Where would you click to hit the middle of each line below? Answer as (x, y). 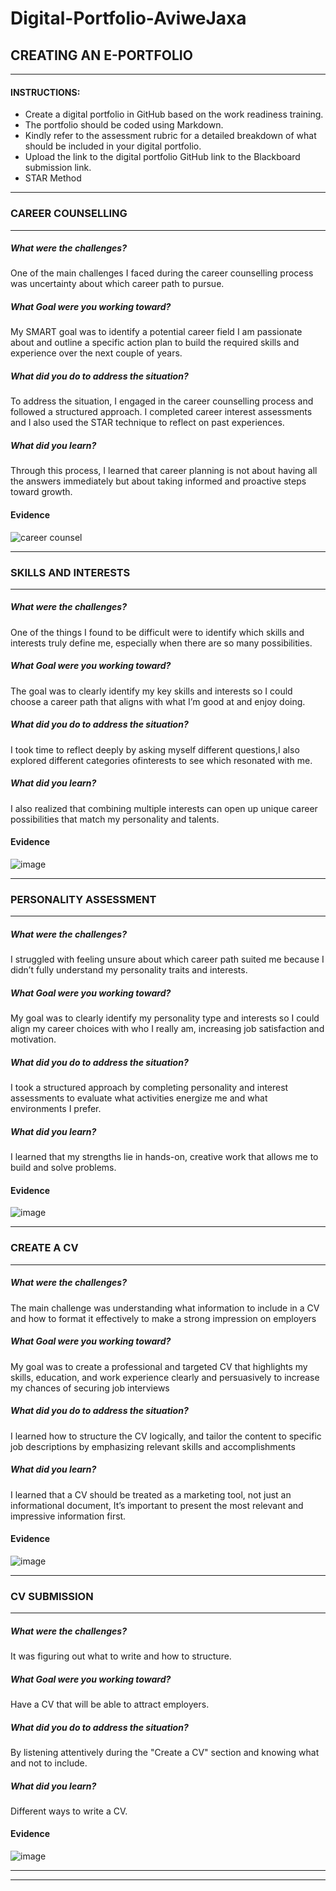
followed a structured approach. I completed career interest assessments (161, 412)
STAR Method (53, 178)
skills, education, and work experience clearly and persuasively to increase (165, 1377)
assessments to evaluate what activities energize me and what (139, 1098)
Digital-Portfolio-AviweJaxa (128, 18)
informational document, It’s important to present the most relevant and (157, 1505)
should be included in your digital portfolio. (113, 146)
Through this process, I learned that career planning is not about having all (164, 471)
